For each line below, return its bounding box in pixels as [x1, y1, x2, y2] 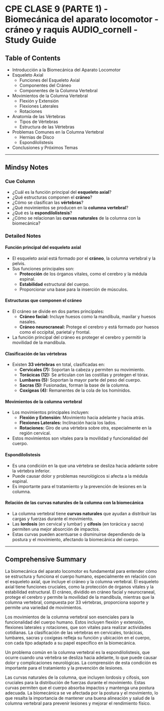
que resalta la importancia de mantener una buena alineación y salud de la [5, 695, 155, 701]
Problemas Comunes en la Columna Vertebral [12, 129, 104, 135]
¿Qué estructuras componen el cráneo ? [12, 194, 93, 200]
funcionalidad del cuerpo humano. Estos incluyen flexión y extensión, [5, 619, 145, 625]
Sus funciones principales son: [12, 265, 75, 271]
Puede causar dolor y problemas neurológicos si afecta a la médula [12, 473, 148, 479]
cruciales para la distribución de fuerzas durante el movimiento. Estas [5, 679, 145, 685]
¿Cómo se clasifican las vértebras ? [12, 199, 84, 205]
